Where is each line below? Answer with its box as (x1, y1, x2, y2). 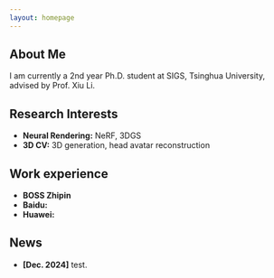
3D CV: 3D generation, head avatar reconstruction (22, 140, 211, 151)
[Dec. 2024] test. (22, 259, 88, 270)
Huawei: (22, 209, 55, 220)
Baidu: (22, 199, 48, 210)
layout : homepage (9, 13, 75, 23)
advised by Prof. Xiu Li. (9, 80, 96, 91)
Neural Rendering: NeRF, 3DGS (22, 130, 142, 141)
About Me (9, 47, 66, 62)
